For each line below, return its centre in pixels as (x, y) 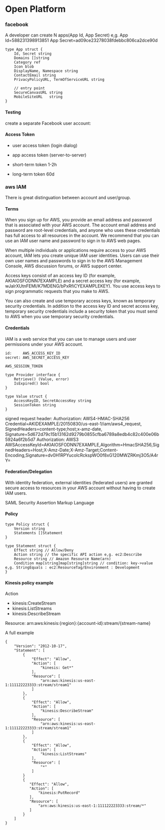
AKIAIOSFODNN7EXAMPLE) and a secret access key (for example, (73, 281)
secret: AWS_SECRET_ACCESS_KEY (37, 358)
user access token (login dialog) (45, 145)
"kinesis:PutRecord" (59, 793)
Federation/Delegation (29, 471)
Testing (13, 112)
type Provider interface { (33, 375)
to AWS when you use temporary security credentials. (60, 317)
